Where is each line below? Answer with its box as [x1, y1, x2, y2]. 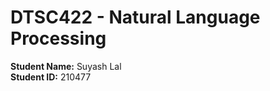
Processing [10, 27, 107, 50]
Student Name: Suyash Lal [10, 60, 122, 72]
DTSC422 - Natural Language [10, 6, 261, 29]
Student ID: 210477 [10, 71, 92, 83]
